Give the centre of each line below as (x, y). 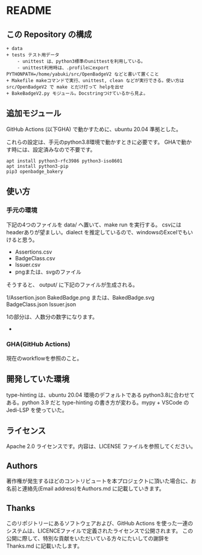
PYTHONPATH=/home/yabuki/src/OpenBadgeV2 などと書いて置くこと (83, 74)
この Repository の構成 (49, 34)
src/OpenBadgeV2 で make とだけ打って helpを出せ (65, 87)
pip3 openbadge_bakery (35, 172)
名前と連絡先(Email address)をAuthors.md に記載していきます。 (85, 489)
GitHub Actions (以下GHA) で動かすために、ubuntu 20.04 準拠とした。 (94, 129)
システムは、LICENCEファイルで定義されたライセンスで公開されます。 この (100, 531)
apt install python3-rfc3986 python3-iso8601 (64, 161)
